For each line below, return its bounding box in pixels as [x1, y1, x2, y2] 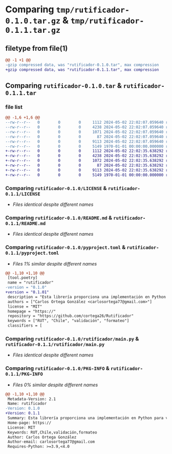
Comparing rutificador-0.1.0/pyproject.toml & [5, 244, 126, 251]
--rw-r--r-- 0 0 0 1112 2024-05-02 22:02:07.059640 [5, 120, 164, 125]
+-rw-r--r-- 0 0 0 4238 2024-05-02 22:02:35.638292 [5, 153, 164, 159]
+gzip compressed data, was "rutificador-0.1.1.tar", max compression [5, 67, 159, 72]
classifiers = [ [7, 323, 42, 328]
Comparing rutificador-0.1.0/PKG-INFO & [5, 365, 110, 372]
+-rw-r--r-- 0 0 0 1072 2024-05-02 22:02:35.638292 [5, 158, 164, 163]
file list [5, 103, 23, 110]
